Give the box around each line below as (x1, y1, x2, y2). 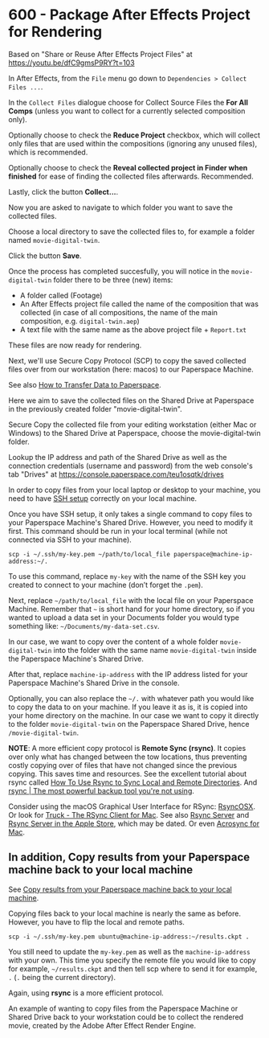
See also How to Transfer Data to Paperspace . (8, 380, 162, 389)
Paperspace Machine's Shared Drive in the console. (8, 678, 180, 687)
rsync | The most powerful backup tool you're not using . (8, 786, 195, 795)
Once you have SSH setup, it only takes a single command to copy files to (8, 509, 253, 519)
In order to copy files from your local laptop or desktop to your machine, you (8, 485, 261, 494)
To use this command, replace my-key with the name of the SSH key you (8, 571, 247, 581)
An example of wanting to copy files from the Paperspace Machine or (8, 1003, 238, 1013)
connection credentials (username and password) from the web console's (8, 461, 253, 470)
